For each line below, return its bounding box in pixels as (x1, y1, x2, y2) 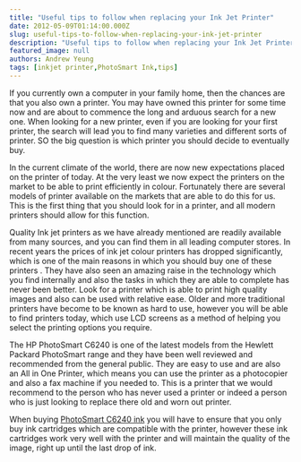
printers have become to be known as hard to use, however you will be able (9, 303, 288, 313)
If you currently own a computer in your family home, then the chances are (9, 87, 286, 98)
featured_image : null (9, 47, 90, 56)
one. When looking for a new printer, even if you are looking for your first (9, 115, 278, 126)
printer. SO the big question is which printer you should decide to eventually (9, 135, 289, 146)
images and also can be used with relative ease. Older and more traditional (9, 293, 285, 304)
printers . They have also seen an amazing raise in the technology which (9, 265, 277, 276)
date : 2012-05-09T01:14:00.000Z (9, 21, 130, 30)
